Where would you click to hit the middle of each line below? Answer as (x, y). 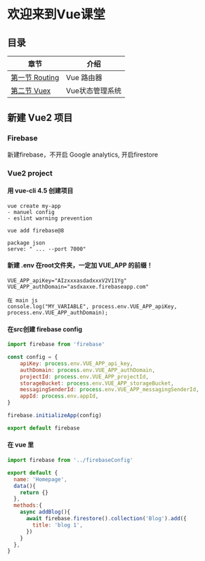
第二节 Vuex (31, 91)
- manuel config (31, 212)
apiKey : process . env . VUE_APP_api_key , (77, 363)
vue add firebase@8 (36, 230)
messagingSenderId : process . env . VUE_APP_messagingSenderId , (110, 390)
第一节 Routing (35, 78)
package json (26, 243)
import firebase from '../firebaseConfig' (70, 461)
